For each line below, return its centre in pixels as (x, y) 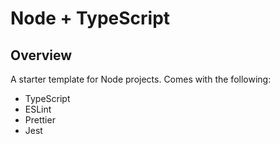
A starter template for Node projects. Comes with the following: (141, 79)
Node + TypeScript (90, 18)
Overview (41, 55)
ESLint (38, 109)
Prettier (40, 120)
